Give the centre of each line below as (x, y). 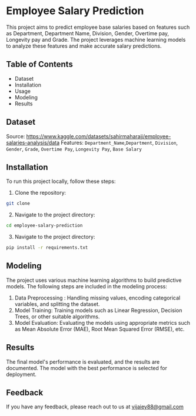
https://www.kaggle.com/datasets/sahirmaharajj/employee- (99, 136)
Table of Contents (40, 64)
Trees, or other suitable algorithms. (57, 317)
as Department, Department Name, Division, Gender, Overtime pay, (88, 33)
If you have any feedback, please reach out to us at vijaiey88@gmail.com (95, 407)
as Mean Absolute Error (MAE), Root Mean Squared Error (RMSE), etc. (99, 329)
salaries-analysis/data (33, 142)
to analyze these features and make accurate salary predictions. (84, 46)
